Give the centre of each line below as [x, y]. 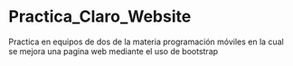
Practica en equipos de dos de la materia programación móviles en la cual [146, 42]
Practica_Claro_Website [100, 17]
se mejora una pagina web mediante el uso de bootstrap [113, 51]
